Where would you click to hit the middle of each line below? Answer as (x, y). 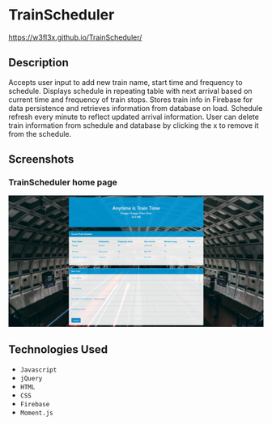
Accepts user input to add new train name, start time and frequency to (125, 82)
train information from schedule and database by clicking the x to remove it (134, 125)
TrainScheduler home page (63, 182)
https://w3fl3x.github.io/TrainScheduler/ (75, 37)
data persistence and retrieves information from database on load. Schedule (136, 108)
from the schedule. (40, 134)
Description (38, 63)
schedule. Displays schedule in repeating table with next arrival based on (130, 91)
